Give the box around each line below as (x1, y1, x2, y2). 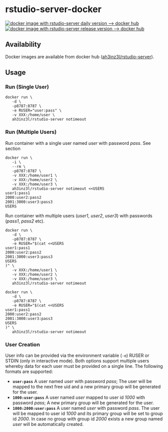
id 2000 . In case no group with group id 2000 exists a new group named (12, 416, 163, 422)
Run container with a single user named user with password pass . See (5, 140, 151, 146)
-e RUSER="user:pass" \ (12, 108, 62, 113)
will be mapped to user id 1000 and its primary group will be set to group (12, 410, 163, 417)
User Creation (5, 341, 40, 348)
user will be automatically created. (12, 421, 84, 427)
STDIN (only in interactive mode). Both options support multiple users (5, 358, 149, 364)
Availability (5, 40, 41, 49)
